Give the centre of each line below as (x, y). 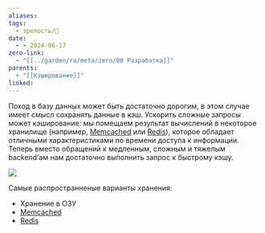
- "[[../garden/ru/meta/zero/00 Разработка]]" (95, 61)
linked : (21, 83)
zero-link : (26, 53)
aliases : (23, 16)
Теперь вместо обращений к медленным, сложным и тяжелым (117, 149)
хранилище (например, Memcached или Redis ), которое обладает (121, 131)
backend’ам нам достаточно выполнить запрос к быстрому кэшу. (121, 157)
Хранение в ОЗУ (48, 203)
